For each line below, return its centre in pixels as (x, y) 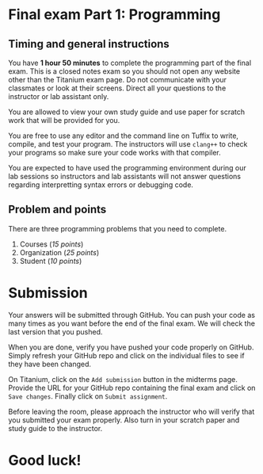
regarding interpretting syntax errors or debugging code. (101, 185)
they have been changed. (50, 364)
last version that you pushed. (55, 331)
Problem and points (57, 210)
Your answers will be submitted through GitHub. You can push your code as (132, 315)
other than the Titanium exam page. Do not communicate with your (118, 80)
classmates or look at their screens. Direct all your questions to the (117, 88)
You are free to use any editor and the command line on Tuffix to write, (124, 136)
